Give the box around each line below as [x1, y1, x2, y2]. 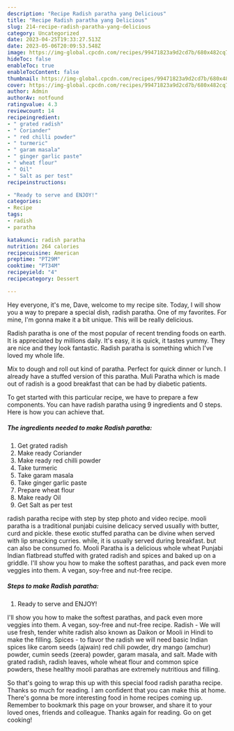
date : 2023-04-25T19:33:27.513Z [7, 36, 101, 43]
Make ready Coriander [17, 449, 82, 457]
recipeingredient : [7, 114, 61, 121]
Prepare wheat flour [17, 485, 75, 494]
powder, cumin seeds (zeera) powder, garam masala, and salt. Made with [7, 650, 218, 658]
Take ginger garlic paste [17, 478, 87, 487]
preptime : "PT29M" [7, 256, 61, 263]
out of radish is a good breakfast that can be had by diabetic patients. [7, 379, 208, 388]
